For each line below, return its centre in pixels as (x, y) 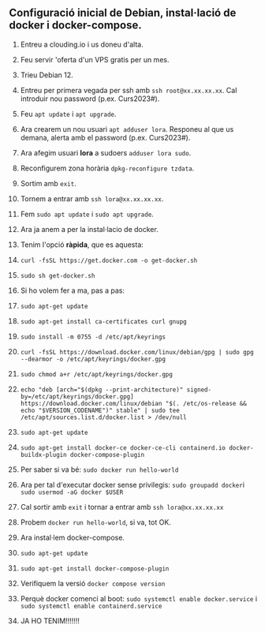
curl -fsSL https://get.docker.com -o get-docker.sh (109, 260)
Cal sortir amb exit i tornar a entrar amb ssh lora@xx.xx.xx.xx (122, 507)
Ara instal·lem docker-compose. (73, 537)
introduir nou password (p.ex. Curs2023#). (90, 99)
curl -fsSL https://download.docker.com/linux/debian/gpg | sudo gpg (137, 352)
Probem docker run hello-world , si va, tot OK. (96, 522)
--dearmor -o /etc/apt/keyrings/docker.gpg (93, 359)
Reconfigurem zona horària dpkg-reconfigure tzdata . (107, 168)
